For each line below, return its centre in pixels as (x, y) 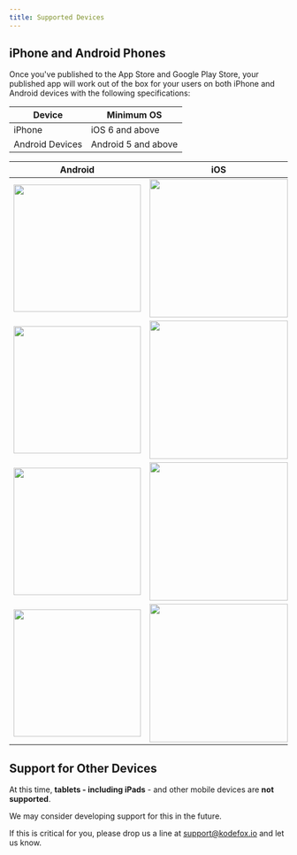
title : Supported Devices (57, 17)
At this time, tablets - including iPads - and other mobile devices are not (141, 790)
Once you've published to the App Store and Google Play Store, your (134, 74)
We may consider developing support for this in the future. (116, 816)
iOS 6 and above (125, 130)
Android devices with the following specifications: (100, 93)
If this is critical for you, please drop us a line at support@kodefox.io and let (147, 834)
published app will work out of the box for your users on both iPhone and (142, 84)
